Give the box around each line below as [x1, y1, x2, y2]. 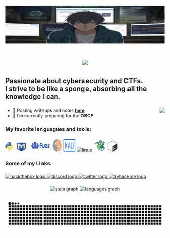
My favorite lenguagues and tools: [5, 125, 92, 132]
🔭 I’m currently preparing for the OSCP [12, 112, 94, 119]
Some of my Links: [5, 160, 52, 167]
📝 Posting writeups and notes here [12, 107, 85, 113]
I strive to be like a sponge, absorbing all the [5, 84, 147, 93]
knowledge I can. [5, 92, 61, 101]
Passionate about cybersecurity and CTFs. [5, 76, 143, 85]
